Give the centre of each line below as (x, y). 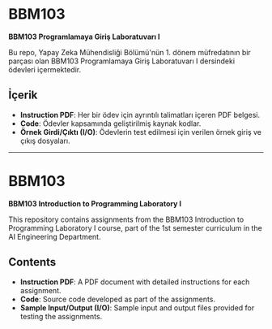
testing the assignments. (61, 316)
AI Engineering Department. (55, 236)
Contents (32, 262)
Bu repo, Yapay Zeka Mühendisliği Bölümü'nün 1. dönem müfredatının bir (130, 52)
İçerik (23, 95)
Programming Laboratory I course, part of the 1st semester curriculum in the (136, 227)
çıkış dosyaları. (45, 141)
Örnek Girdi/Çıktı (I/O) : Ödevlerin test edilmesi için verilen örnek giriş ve (140, 132)
